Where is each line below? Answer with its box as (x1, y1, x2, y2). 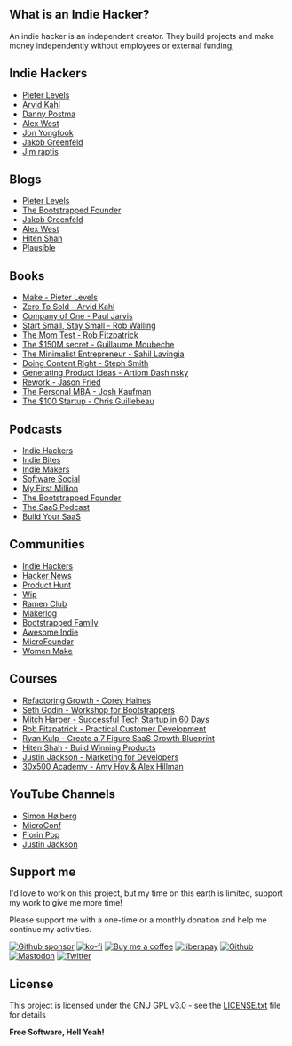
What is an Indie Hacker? (9, 7, 150, 22)
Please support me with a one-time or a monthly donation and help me (9, 914, 268, 925)
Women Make (21, 645, 73, 656)
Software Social (21, 474, 81, 484)
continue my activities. (9, 924, 91, 935)
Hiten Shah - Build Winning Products (21, 742, 156, 753)
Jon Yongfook (21, 127, 74, 138)
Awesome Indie (21, 627, 79, 637)
